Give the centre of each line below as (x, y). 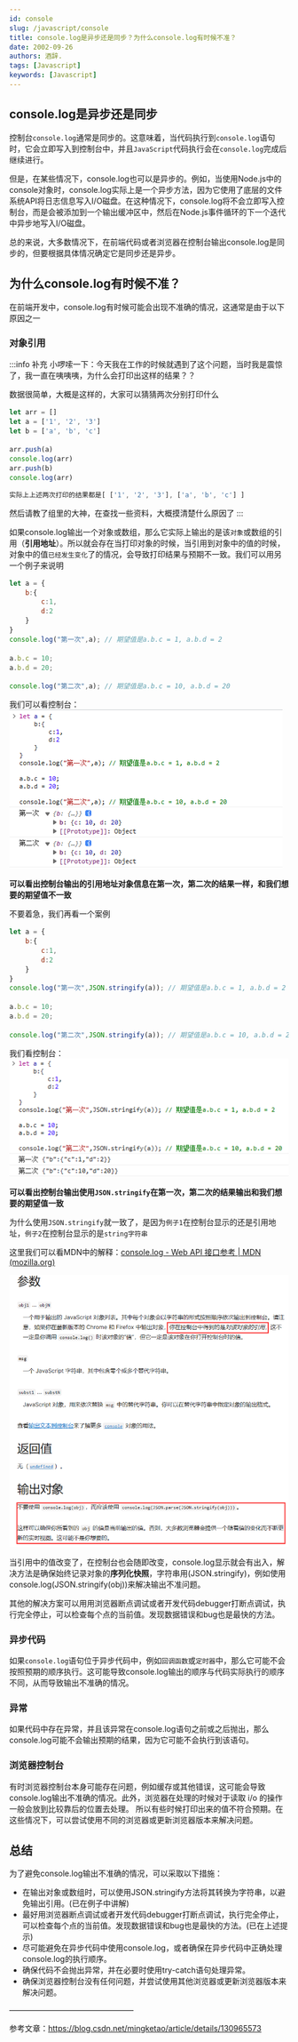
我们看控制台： (36, 1053)
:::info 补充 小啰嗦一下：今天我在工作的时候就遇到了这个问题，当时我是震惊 (146, 364)
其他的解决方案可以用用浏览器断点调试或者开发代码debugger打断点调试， (144, 1603)
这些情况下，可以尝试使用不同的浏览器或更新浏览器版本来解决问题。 (133, 1820)
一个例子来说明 (36, 565)
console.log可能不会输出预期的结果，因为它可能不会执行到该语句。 (132, 1740)
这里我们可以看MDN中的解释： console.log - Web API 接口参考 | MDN (135, 1252)
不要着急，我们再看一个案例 (60, 914)
